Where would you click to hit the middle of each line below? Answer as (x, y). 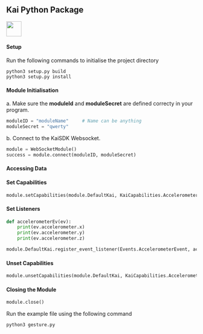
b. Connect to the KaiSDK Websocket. (53, 138)
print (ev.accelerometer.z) (51, 239)
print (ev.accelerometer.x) (51, 227)
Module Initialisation (32, 90)
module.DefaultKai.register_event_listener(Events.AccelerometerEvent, (98, 249)
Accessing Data (27, 169)
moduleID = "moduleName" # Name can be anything (74, 121)
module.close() (25, 302)
